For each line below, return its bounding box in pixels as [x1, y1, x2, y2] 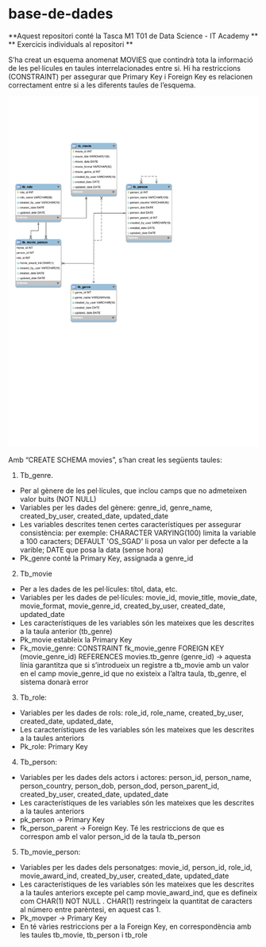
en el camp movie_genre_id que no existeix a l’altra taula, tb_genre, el [19, 669, 247, 678]
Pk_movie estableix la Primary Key [19, 635, 133, 644]
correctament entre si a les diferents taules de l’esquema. [8, 80, 196, 90]
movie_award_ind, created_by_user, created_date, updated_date [19, 871, 229, 880]
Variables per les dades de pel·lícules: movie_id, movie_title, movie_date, [19, 592, 257, 602]
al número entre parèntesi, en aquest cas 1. [19, 904, 161, 914]
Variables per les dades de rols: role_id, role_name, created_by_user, [19, 708, 244, 717]
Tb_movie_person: [19, 847, 81, 856]
